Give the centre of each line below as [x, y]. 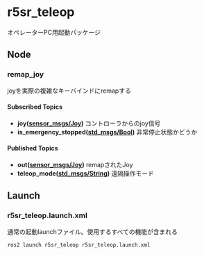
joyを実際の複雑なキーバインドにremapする [69, 91]
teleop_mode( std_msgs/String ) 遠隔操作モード [86, 173]
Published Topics [33, 148]
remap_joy [26, 75]
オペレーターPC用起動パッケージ [54, 32]
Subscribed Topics [35, 107]
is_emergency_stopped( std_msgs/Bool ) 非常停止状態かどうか [107, 132]
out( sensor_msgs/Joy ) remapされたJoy [75, 165]
